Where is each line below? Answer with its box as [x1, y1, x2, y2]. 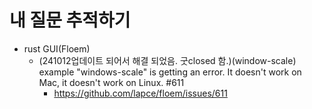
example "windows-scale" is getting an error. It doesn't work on [38, 66, 302, 78]
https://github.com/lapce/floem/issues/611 [53, 87, 228, 99]
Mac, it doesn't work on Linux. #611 [38, 76, 185, 88]
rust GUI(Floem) [23, 42, 91, 55]
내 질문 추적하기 [9, 9, 131, 32]
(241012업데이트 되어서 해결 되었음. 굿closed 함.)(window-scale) [38, 54, 297, 66]
